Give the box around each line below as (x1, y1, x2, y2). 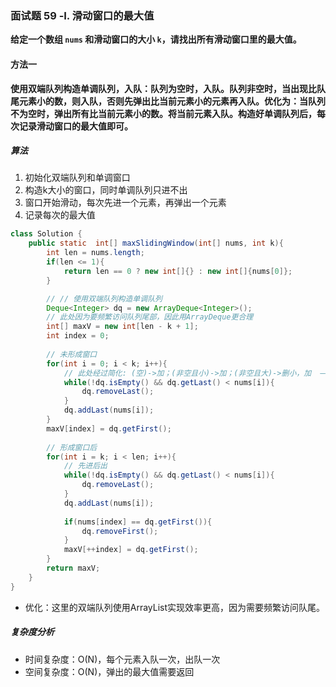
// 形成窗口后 (46, 442, 98, 452)
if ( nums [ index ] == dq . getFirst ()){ (63, 517, 213, 527)
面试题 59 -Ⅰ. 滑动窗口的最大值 (10, 8, 155, 22)
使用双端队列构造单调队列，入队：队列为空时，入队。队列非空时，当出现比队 (10, 82, 326, 94)
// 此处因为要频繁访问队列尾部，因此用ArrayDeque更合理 (46, 312, 254, 322)
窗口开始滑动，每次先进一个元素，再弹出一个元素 (24, 197, 227, 209)
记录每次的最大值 (24, 209, 96, 221)
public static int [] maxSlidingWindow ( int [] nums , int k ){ (28, 238, 284, 249)
